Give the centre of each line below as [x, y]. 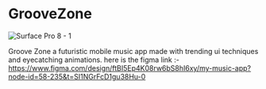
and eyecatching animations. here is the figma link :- [94, 60]
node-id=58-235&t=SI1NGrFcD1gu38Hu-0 [77, 76]
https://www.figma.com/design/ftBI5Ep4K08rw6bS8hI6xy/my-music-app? [130, 68]
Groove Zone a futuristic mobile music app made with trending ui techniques [133, 51]
